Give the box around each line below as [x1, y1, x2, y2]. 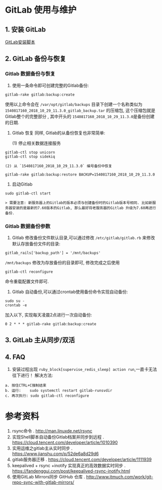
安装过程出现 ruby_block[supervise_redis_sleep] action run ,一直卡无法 [12, 367, 157, 372]
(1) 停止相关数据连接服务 [12, 140, 61, 146]
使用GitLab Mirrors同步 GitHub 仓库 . [12, 474, 85, 480]
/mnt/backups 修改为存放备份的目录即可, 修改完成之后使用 [5, 260, 120, 265]
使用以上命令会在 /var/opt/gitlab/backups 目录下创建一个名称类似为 [5, 101, 143, 107]
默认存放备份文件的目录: [12, 241, 61, 246]
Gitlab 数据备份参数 [5, 223, 51, 229]
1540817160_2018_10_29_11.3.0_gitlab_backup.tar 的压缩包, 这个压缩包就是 [5, 107, 156, 113]
